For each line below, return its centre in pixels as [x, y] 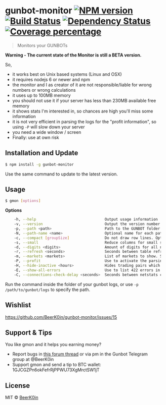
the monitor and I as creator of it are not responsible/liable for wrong [82, 85]
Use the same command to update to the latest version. [62, 174]
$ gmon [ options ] [23, 201]
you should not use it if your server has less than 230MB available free [84, 100]
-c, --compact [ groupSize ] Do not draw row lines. [84, 238]
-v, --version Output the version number [87, 224]
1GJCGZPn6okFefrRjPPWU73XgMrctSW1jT [56, 370]
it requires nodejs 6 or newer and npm [51, 79]
